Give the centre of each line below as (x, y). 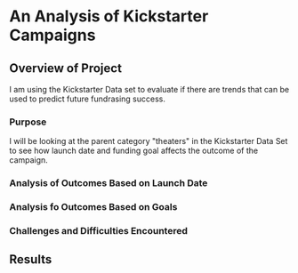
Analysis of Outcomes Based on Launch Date (109, 183)
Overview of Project (66, 68)
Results (31, 260)
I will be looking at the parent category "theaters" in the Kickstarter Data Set (149, 141)
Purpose (28, 122)
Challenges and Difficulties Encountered (99, 231)
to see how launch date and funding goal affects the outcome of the (134, 151)
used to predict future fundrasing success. (88, 99)
